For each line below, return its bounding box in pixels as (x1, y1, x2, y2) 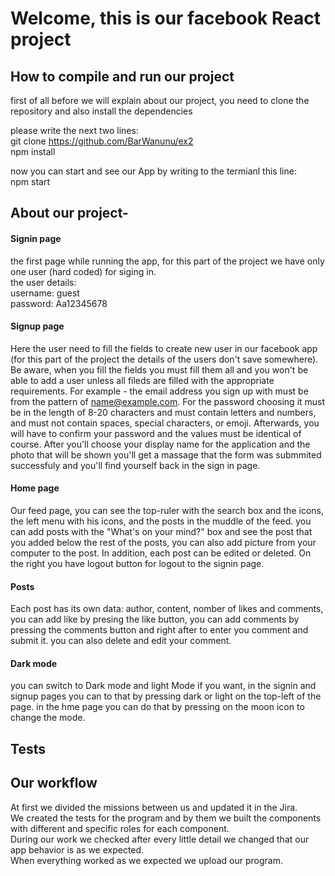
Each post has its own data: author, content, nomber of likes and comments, (10, 603, 324, 615)
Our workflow (10, 775, 98, 792)
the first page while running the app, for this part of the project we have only (10, 255, 325, 267)
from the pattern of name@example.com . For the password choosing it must (10, 395, 326, 407)
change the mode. (10, 712, 86, 724)
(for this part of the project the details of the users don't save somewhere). (10, 353, 319, 365)
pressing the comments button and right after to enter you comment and (10, 624, 309, 636)
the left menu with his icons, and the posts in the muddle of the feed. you (10, 515, 312, 527)
